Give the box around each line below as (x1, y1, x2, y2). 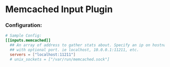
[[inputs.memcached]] (5, 38, 51, 43)
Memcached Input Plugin (5, 4, 113, 15)
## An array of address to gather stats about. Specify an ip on (10, 43, 151, 48)
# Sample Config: (5, 33, 42, 39)
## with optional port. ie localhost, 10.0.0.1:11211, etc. (10, 47, 139, 53)
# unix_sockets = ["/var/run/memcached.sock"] (10, 57, 110, 62)
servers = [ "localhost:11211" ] (10, 52, 76, 57)
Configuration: (5, 22, 42, 29)
